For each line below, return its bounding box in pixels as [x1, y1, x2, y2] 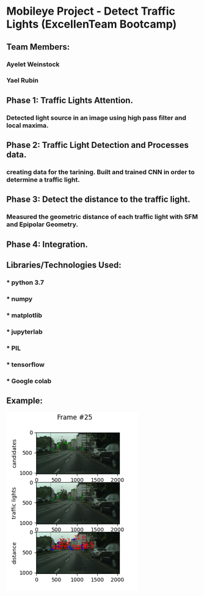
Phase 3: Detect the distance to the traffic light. [6, 194, 191, 205]
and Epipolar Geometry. [6, 220, 78, 229]
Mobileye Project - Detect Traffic [6, 4, 176, 18]
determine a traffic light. [6, 175, 81, 184]
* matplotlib [6, 311, 43, 319]
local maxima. [6, 121, 49, 130]
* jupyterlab [6, 327, 43, 336]
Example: [6, 395, 43, 406]
